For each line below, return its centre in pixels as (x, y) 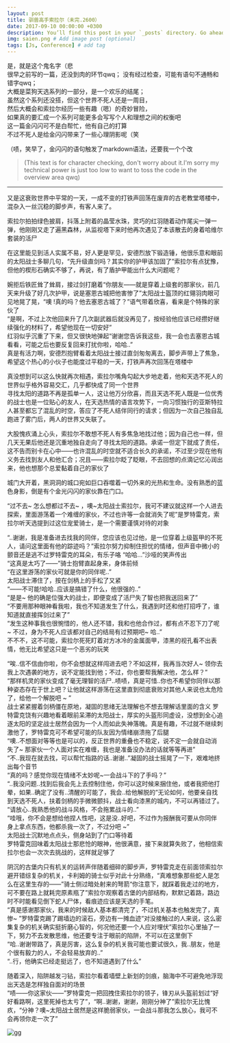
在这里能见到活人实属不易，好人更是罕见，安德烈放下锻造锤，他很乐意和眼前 (115, 253)
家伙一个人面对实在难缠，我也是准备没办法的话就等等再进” (113, 749)
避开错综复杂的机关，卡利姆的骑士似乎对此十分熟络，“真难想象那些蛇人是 (111, 875)
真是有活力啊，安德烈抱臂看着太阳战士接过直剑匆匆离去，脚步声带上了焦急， (115, 353)
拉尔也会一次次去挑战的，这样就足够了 (61, 852)
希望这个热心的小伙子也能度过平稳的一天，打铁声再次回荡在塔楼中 (100, 362)
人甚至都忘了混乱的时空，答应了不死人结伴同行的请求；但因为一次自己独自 (112, 410)
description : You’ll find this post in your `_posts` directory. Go (107, 33)
